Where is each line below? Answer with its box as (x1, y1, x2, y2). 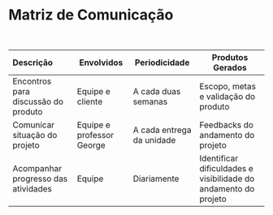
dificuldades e (198, 162, 253, 174)
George (76, 140, 106, 151)
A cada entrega (132, 124, 192, 135)
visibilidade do (198, 173, 255, 184)
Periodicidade (134, 57, 190, 68)
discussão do (12, 96, 63, 107)
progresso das (12, 173, 68, 184)
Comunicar (12, 119, 55, 131)
